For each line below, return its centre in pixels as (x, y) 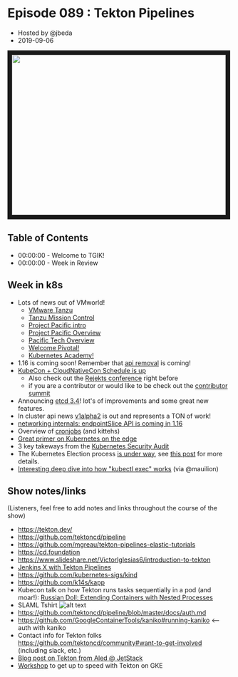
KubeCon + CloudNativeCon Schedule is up (82, 370)
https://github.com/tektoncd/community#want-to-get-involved (110, 643)
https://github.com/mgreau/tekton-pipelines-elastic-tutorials (107, 545)
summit (39, 393)
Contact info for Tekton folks (59, 636)
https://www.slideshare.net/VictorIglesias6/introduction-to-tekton (114, 560)
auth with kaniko (42, 628)
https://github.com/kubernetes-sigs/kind (77, 575)
